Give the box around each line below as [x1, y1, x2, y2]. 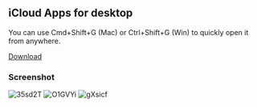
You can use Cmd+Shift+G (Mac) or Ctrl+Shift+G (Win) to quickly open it [8, 27, 249, 37]
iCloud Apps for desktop [8, 6, 133, 20]
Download [8, 51, 43, 61]
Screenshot [8, 71, 55, 82]
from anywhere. [8, 36, 61, 46]
